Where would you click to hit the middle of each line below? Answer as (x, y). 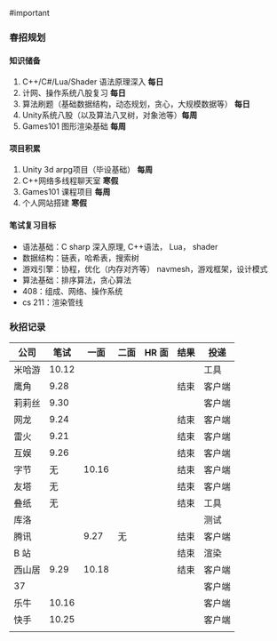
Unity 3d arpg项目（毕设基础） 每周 (87, 170)
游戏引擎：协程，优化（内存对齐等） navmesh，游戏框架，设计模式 (145, 268)
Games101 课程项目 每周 (66, 192)
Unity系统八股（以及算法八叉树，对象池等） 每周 (110, 116)
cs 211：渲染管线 (53, 302)
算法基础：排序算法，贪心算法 (76, 280)
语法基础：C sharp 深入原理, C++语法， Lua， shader (120, 246)
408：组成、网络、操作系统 (72, 291)
